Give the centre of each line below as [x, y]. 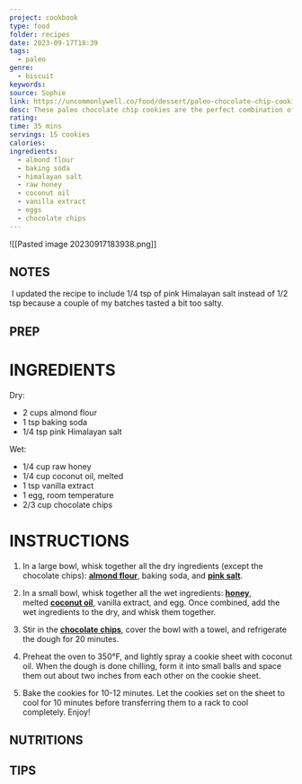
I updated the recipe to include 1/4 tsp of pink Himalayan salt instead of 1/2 [150, 294]
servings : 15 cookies [50, 135]
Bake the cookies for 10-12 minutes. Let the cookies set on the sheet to [154, 692]
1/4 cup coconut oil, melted [73, 476]
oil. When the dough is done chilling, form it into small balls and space [151, 665]
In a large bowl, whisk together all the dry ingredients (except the [142, 566]
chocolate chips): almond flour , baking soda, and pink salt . [133, 575]
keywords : [28, 85]
